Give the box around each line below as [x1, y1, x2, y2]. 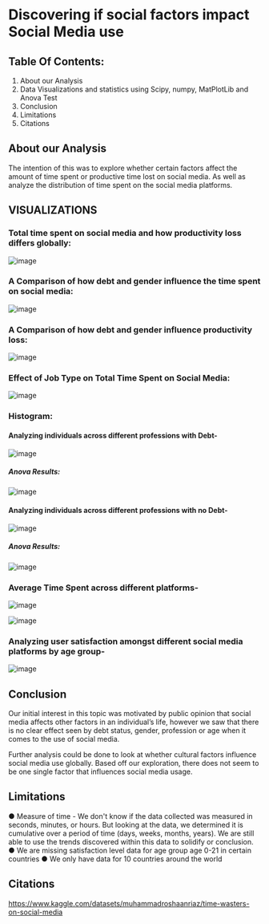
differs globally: [8, 238, 72, 249]
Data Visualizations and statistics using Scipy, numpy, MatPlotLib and [19, 84, 249, 94]
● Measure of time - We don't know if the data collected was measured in [8, 811, 254, 820]
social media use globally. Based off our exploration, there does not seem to [8, 759, 259, 768]
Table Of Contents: [8, 55, 105, 68]
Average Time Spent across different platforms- [8, 582, 199, 593]
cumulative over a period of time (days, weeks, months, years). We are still [8, 828, 255, 838]
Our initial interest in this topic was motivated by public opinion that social [8, 709, 251, 718]
